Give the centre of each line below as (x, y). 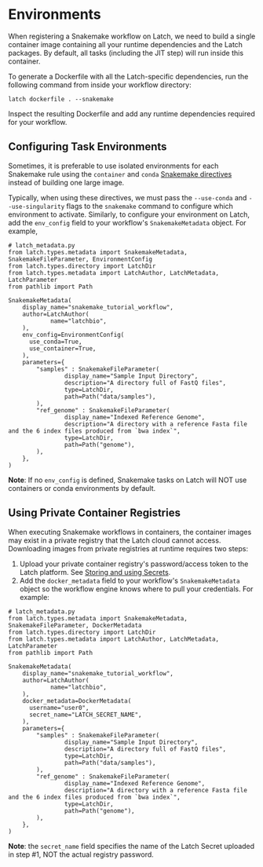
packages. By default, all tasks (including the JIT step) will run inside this (126, 53)
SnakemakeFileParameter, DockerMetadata (75, 625)
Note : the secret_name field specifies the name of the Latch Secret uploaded (131, 846)
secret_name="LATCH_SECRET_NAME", (86, 715)
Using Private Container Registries (94, 513)
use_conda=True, (55, 342)
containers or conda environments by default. (82, 488)
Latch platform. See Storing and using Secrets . (95, 572)
